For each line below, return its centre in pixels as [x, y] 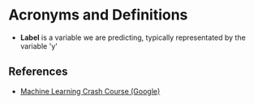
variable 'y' [39, 45]
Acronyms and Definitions [98, 15]
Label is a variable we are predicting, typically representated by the [133, 37]
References [38, 72]
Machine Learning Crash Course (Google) [90, 91]
